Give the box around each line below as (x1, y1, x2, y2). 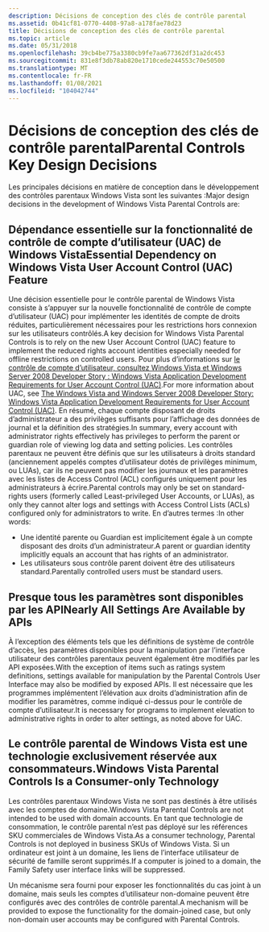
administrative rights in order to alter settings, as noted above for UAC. (8, 714, 243, 723)
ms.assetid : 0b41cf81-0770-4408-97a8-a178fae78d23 (8, 19, 182, 27)
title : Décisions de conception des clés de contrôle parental (8, 27, 226, 35)
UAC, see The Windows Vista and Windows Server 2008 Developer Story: (8, 388, 255, 399)
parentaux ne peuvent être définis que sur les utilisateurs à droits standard (8, 449, 256, 458)
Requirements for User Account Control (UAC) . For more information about (8, 380, 255, 390)
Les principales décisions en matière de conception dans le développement (8, 182, 259, 192)
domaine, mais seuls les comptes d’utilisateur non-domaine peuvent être (8, 889, 250, 898)
